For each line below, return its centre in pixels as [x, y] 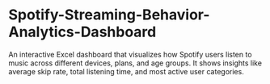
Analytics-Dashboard [82, 32]
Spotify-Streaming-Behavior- [109, 15]
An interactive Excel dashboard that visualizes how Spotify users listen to [130, 54]
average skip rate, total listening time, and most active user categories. [126, 71]
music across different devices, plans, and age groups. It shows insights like [135, 63]
